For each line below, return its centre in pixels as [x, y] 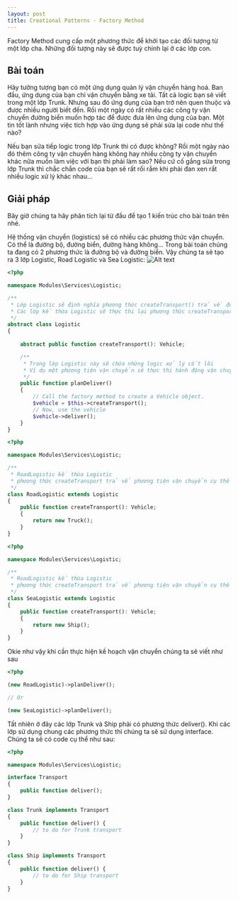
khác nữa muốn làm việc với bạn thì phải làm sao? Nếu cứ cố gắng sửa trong [119, 162]
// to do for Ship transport [76, 876]
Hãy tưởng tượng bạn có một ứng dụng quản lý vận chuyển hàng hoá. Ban [115, 87]
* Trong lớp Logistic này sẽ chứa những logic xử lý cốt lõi [118, 363]
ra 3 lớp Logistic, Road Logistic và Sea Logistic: [76, 260]
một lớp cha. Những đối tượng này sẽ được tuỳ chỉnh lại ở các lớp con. [109, 48]
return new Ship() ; [62, 625]
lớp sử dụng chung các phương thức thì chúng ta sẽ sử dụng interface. [110, 731]
